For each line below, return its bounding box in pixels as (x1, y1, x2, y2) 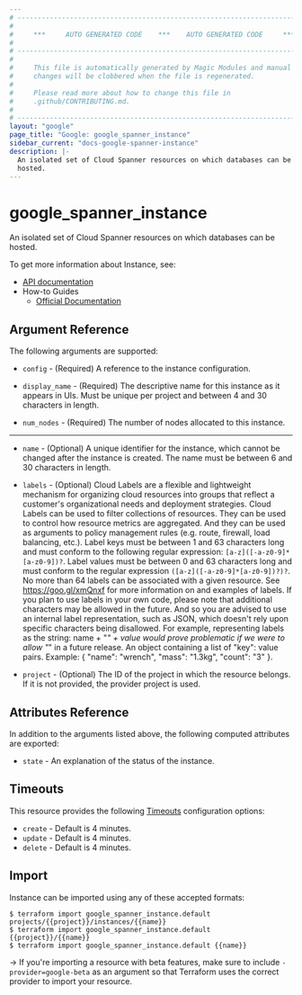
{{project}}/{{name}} (9, 933, 91, 942)
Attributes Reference (9, 704, 129, 720)
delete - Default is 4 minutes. (22, 842, 132, 853)
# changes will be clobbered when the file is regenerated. (9, 72, 255, 81)
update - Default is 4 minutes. (22, 832, 132, 843)
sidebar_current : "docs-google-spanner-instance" (9, 139, 200, 148)
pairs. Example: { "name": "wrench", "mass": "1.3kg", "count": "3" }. (22, 651, 273, 662)
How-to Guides (22, 286, 79, 297)
